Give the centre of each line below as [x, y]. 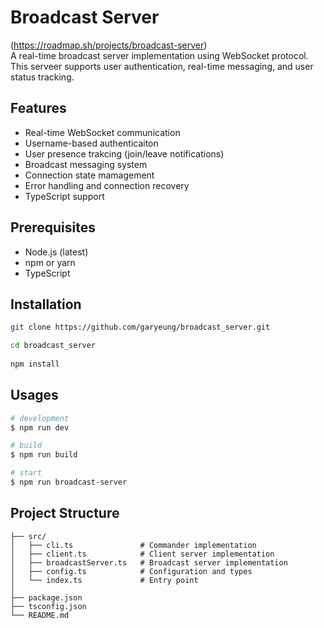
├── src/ [28, 536]
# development [40, 418]
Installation [46, 304]
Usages [34, 395]
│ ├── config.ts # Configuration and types [131, 571]
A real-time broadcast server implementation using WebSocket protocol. [159, 55]
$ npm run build [44, 455]
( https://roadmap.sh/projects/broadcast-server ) [109, 45]
